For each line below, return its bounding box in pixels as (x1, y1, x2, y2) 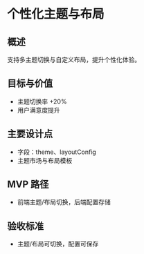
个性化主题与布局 (7, 6, 105, 22)
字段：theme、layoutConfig (17, 148, 97, 156)
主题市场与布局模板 (17, 156, 73, 164)
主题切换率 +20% (17, 97, 67, 106)
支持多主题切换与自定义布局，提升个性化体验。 (7, 56, 141, 63)
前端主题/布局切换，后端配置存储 (17, 198, 111, 206)
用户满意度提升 (17, 106, 60, 114)
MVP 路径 (7, 179, 49, 190)
